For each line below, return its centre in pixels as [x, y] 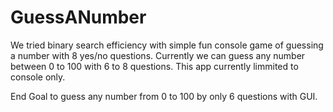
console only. [38, 77]
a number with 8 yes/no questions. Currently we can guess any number [158, 55]
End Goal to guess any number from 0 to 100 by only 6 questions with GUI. [164, 96]
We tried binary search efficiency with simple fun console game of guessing [167, 45]
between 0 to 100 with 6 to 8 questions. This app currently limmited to [154, 66]
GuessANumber [78, 17]
